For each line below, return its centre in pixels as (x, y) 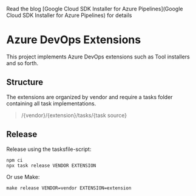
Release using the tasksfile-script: (49, 149)
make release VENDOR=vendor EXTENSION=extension (69, 188)
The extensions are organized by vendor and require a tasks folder (90, 97)
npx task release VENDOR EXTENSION (51, 166)
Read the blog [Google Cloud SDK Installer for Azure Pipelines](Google (95, 9)
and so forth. (22, 63)
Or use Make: (23, 177)
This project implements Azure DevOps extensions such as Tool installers (98, 57)
